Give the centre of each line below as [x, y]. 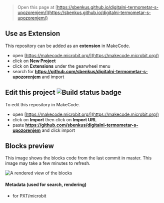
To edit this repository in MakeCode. [42, 104]
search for [23, 71]
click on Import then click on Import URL [54, 119]
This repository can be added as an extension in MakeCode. [68, 46]
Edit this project [30, 92]
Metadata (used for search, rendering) [46, 184]
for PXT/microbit [29, 195]
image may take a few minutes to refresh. [48, 163]
